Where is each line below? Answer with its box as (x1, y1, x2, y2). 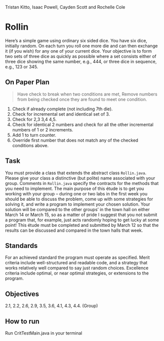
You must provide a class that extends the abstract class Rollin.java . (5, 170, 147, 176)
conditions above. (12, 142, 49, 148)
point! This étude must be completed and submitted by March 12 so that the (5, 222, 159, 228)
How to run (5, 317, 40, 325)
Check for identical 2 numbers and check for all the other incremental (12, 122, 154, 127)
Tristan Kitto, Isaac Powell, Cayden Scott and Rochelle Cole (5, 4, 126, 10)
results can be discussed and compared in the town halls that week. (5, 227, 143, 233)
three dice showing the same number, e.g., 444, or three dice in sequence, (5, 59, 157, 64)
